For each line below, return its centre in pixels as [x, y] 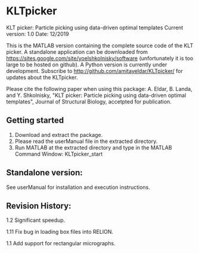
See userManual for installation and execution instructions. [78, 187]
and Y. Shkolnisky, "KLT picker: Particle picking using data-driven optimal [96, 95]
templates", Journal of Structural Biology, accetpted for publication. [89, 101]
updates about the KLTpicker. [42, 77]
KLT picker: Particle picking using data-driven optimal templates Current [95, 28]
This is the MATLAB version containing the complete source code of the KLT [100, 45]
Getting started [35, 121]
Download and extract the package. [59, 135]
